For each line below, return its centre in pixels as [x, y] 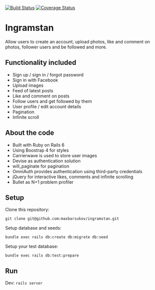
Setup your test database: [32, 247]
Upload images [28, 85]
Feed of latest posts [33, 90]
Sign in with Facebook [35, 80]
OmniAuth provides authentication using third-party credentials [77, 171]
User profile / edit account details [47, 106]
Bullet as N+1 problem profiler [43, 182]
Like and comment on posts [41, 96]
